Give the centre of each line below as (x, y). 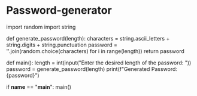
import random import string (41, 27)
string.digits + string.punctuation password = (62, 45)
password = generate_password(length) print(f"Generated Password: (92, 69)
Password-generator (59, 10)
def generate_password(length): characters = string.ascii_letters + (88, 38)
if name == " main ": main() (39, 86)
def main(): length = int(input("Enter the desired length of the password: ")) (99, 63)
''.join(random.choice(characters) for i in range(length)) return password (95, 51)
